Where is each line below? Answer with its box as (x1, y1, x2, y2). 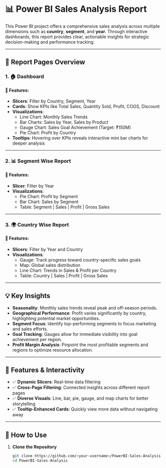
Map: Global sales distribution (19, 262, 81, 268)
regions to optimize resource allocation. (12, 347, 93, 353)
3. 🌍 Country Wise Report (5, 221, 69, 228)
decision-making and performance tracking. (5, 39, 95, 45)
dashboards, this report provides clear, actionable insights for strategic (5, 34, 150, 40)
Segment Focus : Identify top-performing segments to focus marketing (12, 320, 157, 326)
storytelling (12, 401, 36, 407)
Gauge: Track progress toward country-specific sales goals (19, 257, 141, 262)
